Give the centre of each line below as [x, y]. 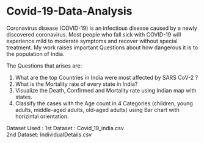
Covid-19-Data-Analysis [69, 11]
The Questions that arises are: [44, 66]
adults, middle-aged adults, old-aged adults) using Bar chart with [97, 110]
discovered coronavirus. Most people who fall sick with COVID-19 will [94, 34]
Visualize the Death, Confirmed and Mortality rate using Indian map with [106, 90]
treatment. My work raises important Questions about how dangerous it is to [102, 47]
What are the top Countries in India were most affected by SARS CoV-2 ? [107, 77]
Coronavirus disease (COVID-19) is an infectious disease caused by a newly [102, 28]
